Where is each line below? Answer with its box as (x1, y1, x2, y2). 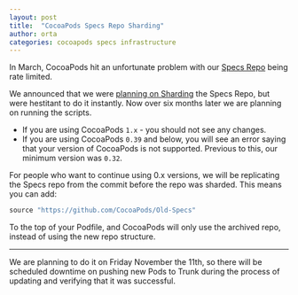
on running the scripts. (9, 107, 92, 118)
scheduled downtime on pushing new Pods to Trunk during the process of (9, 267, 280, 277)
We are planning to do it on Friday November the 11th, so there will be (9, 257, 263, 268)
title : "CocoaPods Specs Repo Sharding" (9, 21, 165, 30)
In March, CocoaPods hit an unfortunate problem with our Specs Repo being (9, 62, 288, 73)
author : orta (9, 29, 58, 38)
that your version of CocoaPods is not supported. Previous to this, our (21, 144, 278, 154)
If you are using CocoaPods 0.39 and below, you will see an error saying (21, 134, 286, 144)
